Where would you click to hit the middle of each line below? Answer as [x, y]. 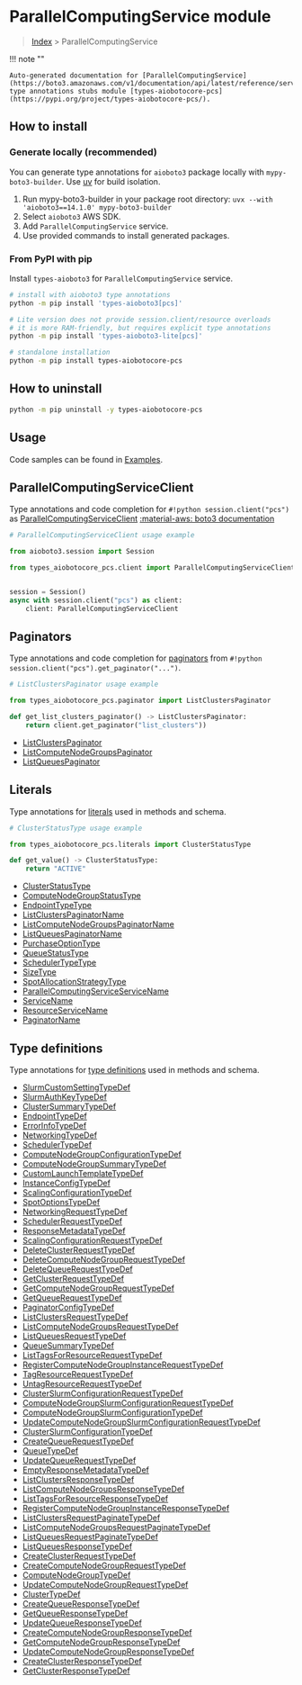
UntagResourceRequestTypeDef [82, 1384]
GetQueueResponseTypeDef [75, 1614]
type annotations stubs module [68, 91]
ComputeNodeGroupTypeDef [76, 1575]
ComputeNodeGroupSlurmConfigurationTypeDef [113, 1413]
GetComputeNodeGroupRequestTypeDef [98, 1288]
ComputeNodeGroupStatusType [82, 896]
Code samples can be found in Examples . [86, 459]
